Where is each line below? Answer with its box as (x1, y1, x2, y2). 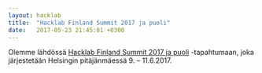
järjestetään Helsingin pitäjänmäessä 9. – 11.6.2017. (8, 56, 172, 65)
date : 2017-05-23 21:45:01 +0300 (8, 26, 125, 34)
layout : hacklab (8, 11, 61, 20)
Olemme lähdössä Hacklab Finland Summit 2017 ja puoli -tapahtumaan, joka (8, 48, 254, 57)
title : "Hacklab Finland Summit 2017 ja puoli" (8, 19, 171, 27)
